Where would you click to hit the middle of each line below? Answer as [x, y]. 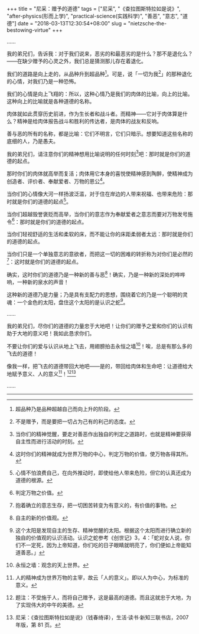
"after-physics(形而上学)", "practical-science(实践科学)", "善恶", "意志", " [95, 16]
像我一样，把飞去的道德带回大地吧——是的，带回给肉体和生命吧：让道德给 [97, 366]
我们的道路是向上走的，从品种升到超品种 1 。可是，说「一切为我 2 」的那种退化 [99, 73]
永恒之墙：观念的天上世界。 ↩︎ [52, 565]
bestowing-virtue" [29, 30]
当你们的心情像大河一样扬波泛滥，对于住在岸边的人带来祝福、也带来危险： [97, 194]
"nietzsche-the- [147, 23]
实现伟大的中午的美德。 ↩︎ [52, 604]
